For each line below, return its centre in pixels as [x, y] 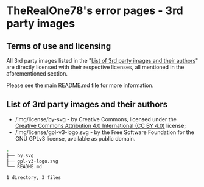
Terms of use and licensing [59, 46]
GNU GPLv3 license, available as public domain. [75, 138]
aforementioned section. [37, 73]
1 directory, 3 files [34, 178]
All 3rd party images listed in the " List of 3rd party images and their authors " [102, 61]
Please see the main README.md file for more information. [80, 85]
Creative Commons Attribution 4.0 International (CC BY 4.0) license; [100, 125]
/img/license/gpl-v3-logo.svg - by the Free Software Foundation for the [105, 132]
